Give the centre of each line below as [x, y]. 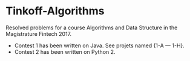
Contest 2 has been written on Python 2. [65, 51]
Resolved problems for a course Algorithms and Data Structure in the [92, 28]
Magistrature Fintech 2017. [39, 33]
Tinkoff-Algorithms [55, 11]
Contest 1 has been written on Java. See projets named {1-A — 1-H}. [100, 45]
